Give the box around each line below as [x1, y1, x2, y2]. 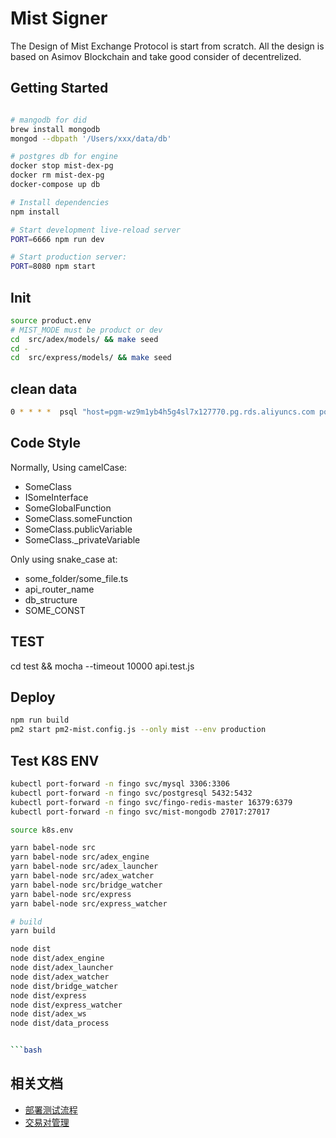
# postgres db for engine [10, 152, 118, 162]
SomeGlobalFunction [24, 502, 112, 514]
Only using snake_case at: [10, 553, 118, 565]
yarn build [10, 926, 56, 936]
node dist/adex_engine [10, 953, 105, 964]
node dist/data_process [10, 1018, 110, 1029]
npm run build [10, 715, 70, 726]
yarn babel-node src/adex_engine [10, 852, 150, 862]
